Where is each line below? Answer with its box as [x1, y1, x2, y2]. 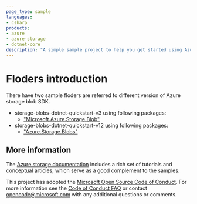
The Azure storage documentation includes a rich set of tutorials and [6, 160, 172, 168]
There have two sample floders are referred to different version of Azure [6, 92, 181, 99]
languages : [6, 14, 33, 20]
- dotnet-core [6, 42, 41, 48]
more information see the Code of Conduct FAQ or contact [6, 185, 148, 192]
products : [6, 25, 30, 31]
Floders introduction [6, 72, 108, 85]
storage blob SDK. [6, 98, 50, 105]
